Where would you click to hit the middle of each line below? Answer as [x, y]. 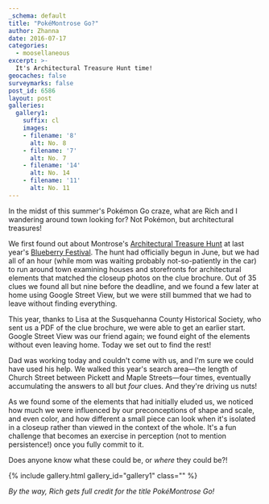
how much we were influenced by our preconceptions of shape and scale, [132, 410]
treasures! [25, 228]
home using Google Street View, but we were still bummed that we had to [130, 295]
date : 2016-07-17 [37, 38]
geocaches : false [37, 76]
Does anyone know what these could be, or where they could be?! [118, 460]
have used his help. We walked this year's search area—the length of [123, 369]
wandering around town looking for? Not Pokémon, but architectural [121, 219]
